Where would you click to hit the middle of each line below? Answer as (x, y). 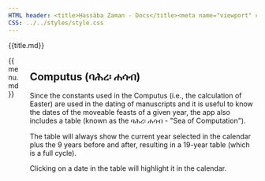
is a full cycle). (53, 153)
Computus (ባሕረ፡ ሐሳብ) (85, 77)
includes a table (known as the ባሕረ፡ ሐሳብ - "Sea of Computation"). (138, 121)
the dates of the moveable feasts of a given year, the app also (130, 113)
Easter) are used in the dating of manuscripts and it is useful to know (142, 104)
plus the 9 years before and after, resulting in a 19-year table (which (140, 145)
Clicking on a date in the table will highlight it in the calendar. (128, 168)
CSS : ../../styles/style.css (56, 23)
